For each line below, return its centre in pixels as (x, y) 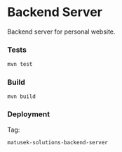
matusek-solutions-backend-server (58, 142)
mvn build (22, 97)
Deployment (29, 114)
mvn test (20, 64)
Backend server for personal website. (61, 32)
